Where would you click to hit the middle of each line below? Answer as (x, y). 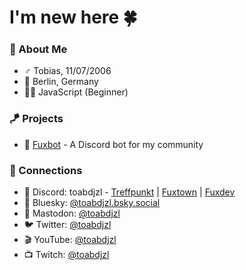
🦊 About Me (38, 49)
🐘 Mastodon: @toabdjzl (72, 213)
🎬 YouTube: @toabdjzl (70, 240)
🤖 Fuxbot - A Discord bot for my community (113, 144)
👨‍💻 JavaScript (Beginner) (76, 92)
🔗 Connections (46, 170)
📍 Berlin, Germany (61, 82)
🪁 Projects (36, 119)
